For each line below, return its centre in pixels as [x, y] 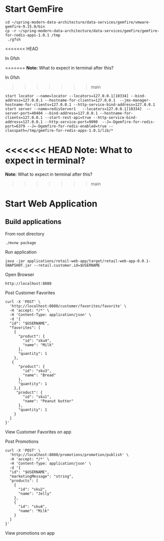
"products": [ [24, 481]
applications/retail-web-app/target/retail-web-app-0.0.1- [89, 261]
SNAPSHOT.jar [18, 265]
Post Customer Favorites [30, 293]
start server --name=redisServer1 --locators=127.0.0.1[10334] [73, 109]
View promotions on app [30, 533]
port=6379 [15, 126]
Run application [21, 252]
